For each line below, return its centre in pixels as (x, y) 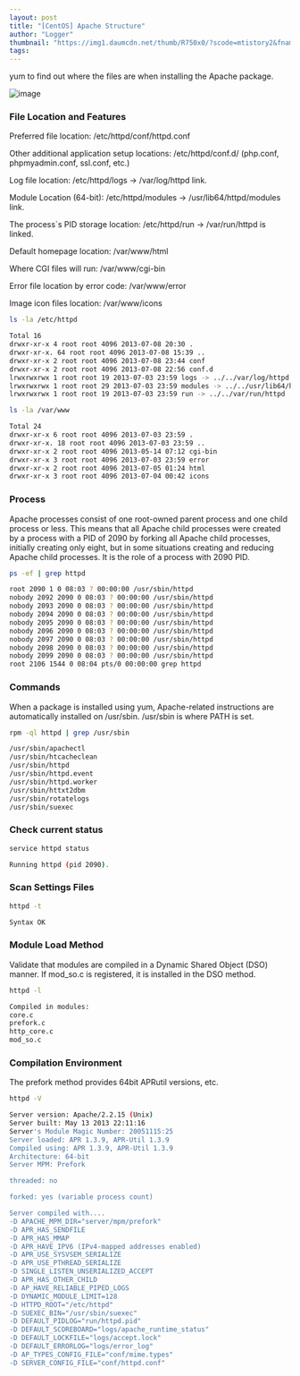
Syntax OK (28, 922)
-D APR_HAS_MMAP (39, 1238)
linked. (21, 234)
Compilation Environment (66, 1063)
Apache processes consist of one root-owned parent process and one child (149, 519)
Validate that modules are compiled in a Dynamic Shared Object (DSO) (139, 964)
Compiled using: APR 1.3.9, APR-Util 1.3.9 (92, 1148)
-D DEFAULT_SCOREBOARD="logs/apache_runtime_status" (109, 1329)
